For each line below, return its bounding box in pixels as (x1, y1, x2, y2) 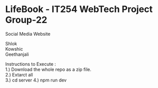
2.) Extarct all (5, 71, 33, 77)
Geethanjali (5, 51, 29, 57)
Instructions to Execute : (5, 61, 56, 67)
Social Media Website (5, 31, 51, 37)
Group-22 (5, 14, 47, 26)
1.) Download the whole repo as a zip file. (5, 66, 91, 72)
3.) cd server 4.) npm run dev (5, 77, 67, 83)
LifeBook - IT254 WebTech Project (5, 4, 153, 15)
